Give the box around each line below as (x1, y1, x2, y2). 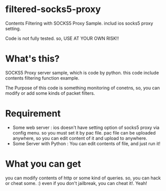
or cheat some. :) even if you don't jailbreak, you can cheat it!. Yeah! (5, 180, 148, 186)
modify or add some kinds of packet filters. (5, 90, 95, 96)
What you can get (5, 158, 81, 169)
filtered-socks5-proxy (5, 4, 101, 15)
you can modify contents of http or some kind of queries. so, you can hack (5, 175, 161, 181)
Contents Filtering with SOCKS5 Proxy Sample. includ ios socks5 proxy (5, 20, 153, 26)
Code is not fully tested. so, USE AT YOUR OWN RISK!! (5, 35, 119, 41)
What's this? (5, 53, 60, 65)
